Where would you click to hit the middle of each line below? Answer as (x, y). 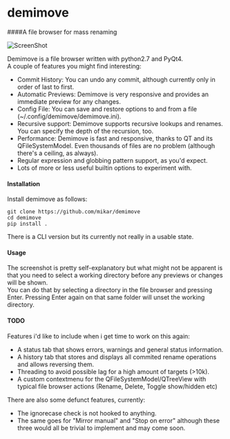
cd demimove (24, 218)
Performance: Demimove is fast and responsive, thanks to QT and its (115, 138)
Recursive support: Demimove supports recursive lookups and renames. (120, 123)
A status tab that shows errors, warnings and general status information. (120, 349)
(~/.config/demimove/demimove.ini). (69, 116)
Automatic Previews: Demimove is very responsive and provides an (113, 94)
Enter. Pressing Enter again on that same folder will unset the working (106, 297)
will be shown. (28, 283)
